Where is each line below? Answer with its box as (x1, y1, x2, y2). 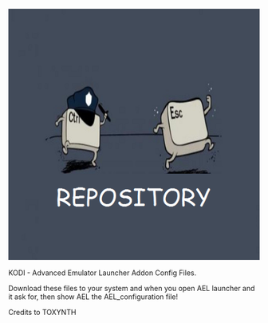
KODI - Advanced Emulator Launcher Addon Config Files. (8, 268, 197, 278)
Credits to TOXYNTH (8, 308, 77, 317)
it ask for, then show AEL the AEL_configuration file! (8, 292, 178, 301)
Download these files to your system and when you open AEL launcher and (8, 284, 255, 293)
